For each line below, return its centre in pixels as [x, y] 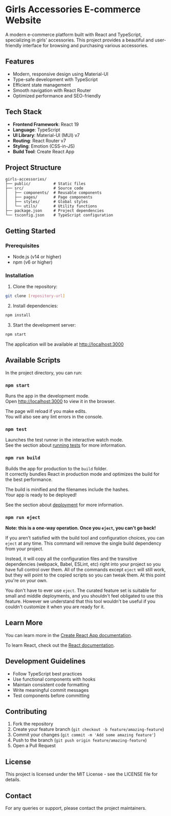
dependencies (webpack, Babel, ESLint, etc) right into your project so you [83, 564]
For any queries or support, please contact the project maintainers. [76, 808]
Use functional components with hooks [54, 679]
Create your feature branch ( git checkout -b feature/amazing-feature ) [88, 729]
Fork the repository [33, 724]
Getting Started [30, 231]
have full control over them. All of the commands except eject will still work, [85, 569]
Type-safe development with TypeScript [55, 79]
